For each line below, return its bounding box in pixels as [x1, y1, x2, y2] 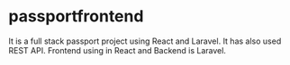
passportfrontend [8, 6, 144, 27]
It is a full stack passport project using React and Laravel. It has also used [8, 36, 282, 46]
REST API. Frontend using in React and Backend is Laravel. [8, 45, 227, 55]
